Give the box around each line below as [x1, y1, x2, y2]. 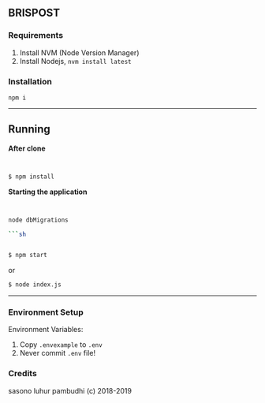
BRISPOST [8, 6, 61, 20]
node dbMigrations [8, 216, 69, 224]
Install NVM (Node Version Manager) [19, 47, 140, 58]
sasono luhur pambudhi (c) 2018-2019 [8, 386, 132, 395]
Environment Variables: [8, 325, 84, 334]
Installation [8, 76, 53, 87]
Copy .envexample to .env [19, 340, 103, 349]
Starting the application [8, 187, 88, 196]
